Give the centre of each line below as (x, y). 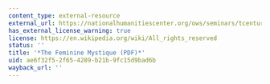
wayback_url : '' (35, 68)
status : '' (27, 46)
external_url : (32, 23)
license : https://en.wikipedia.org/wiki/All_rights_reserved (113, 38)
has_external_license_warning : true (70, 30)
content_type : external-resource (64, 16)
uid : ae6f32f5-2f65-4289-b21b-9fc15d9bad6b (82, 61)
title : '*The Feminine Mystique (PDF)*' (77, 53)
